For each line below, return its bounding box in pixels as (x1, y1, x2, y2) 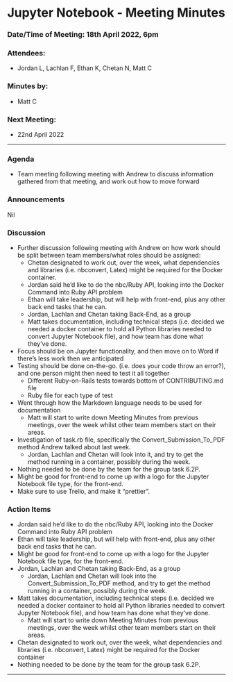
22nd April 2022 (17, 131, 64, 138)
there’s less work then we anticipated (17, 354, 124, 363)
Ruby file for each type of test (27, 391, 113, 399)
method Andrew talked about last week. (17, 442, 131, 451)
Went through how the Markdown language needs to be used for (17, 398, 202, 407)
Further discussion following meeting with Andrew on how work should (17, 243, 221, 251)
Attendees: (7, 49, 46, 58)
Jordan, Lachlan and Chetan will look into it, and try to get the (27, 450, 204, 458)
